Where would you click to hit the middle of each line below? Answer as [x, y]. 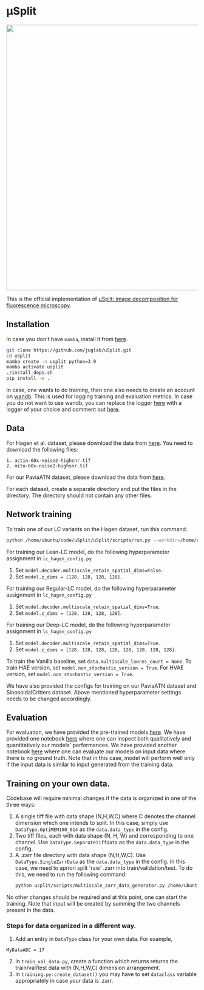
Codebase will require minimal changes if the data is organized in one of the [101, 798]
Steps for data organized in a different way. [71, 926]
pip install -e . [28, 378]
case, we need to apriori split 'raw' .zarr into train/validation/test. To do [104, 868]
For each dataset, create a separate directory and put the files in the [92, 489]
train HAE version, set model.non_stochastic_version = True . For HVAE [95, 667]
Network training [39, 514]
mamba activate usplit [35, 367]
